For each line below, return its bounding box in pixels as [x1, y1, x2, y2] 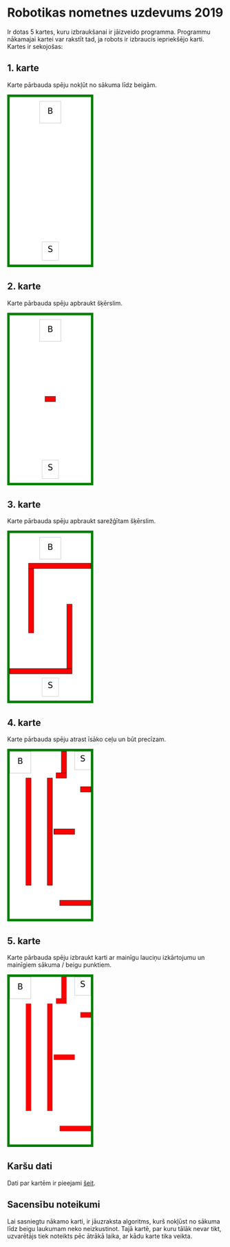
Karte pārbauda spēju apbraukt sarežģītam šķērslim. [7, 517, 156, 525]
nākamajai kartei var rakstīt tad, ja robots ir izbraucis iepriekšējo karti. [7, 35, 205, 43]
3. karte [7, 498, 41, 510]
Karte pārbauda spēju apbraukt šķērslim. [7, 299, 123, 307]
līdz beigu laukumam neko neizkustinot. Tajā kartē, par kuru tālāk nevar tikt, [7, 1224, 222, 1233]
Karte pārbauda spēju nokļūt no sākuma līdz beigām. [7, 81, 157, 89]
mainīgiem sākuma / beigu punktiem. [7, 961, 112, 969]
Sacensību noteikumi [7, 1199, 101, 1210]
